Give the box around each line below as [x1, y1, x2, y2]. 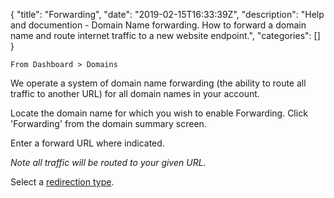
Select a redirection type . [10, 176, 115, 188]
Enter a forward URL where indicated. [10, 137, 165, 149]
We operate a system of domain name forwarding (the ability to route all [10, 77, 307, 89]
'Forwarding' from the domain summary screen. [10, 118, 207, 129]
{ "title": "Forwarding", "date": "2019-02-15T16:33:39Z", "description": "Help [10, 9, 325, 20]
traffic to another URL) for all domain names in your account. [10, 88, 260, 99]
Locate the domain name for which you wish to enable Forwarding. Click [10, 107, 308, 119]
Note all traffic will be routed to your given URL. [10, 157, 207, 168]
